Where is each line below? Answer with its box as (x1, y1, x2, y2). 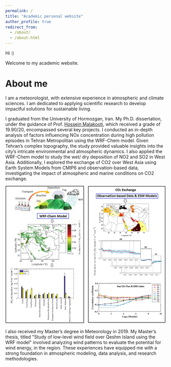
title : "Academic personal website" (5, 13, 83, 19)
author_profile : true (5, 19, 52, 24)
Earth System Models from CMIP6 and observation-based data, (5, 165, 139, 171)
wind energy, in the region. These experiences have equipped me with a (5, 344, 157, 351)
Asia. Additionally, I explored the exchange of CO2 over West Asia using (5, 159, 157, 165)
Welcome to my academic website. (5, 60, 79, 66)
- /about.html (10, 35, 40, 40)
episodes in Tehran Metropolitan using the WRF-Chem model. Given (5, 137, 149, 144)
